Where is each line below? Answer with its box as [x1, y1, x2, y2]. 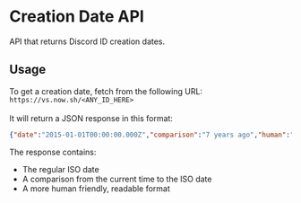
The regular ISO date [21, 163, 100, 174]
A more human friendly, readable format [21, 182, 170, 194]
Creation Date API [9, 6, 145, 27]
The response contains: [9, 146, 97, 157]
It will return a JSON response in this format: [9, 112, 173, 123]
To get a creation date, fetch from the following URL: [9, 85, 203, 96]
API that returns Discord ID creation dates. [9, 36, 166, 47]
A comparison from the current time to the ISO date [21, 173, 212, 184]
